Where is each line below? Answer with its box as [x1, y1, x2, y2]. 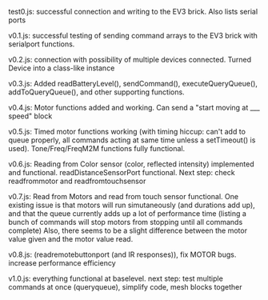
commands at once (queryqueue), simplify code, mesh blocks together [8, 282, 242, 291]
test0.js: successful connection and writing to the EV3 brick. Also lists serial [8, 7, 258, 16]
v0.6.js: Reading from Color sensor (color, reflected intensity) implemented [8, 159, 254, 169]
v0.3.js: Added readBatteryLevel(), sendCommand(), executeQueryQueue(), [8, 79, 258, 88]
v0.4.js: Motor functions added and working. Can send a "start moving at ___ [8, 103, 260, 112]
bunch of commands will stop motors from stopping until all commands [8, 218, 243, 226]
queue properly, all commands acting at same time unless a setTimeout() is [8, 135, 256, 145]
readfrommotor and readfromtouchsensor [8, 176, 146, 186]
